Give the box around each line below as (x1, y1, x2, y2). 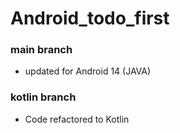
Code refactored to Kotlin (24, 113, 130, 125)
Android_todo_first (10, 7, 170, 30)
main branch (10, 43, 73, 57)
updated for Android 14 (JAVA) (24, 65, 152, 77)
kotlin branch (10, 90, 77, 104)
